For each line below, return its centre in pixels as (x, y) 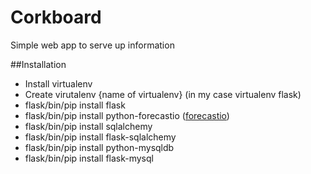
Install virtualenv (58, 83)
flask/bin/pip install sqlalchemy (88, 126)
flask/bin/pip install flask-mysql (89, 158)
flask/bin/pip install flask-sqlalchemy (100, 137)
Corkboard (56, 17)
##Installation (38, 64)
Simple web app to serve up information (92, 45)
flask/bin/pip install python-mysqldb (99, 147)
